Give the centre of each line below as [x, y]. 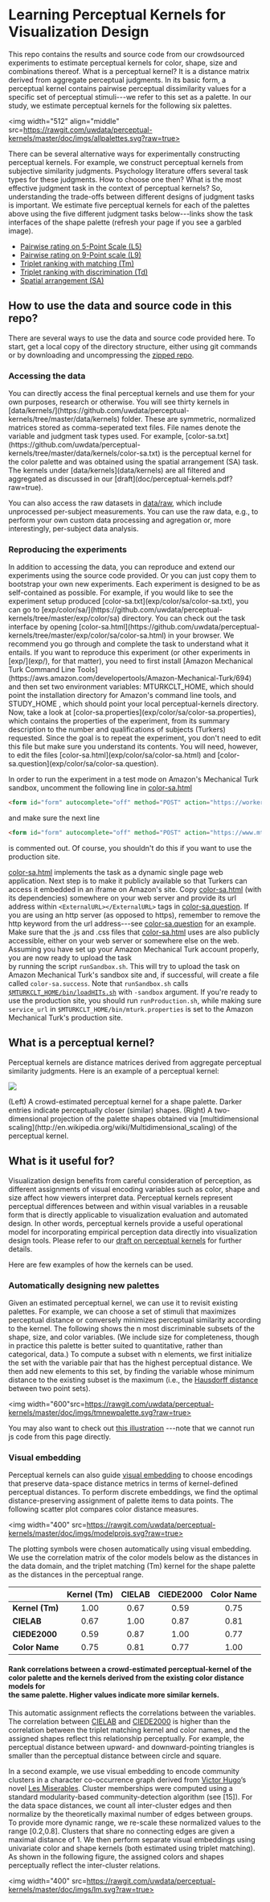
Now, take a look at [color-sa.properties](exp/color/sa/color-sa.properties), [133, 712]
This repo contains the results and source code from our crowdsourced [127, 54]
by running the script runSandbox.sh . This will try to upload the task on [124, 967]
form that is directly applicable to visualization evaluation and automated [128, 1215]
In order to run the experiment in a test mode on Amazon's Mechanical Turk [133, 779]
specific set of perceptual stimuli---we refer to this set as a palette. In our [130, 97]
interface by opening [43, 627]
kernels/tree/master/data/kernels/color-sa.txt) [84, 453]
